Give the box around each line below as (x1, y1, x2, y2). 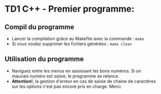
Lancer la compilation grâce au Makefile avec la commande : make (11, 36, 144, 41)
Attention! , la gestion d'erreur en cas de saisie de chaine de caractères (11, 78, 156, 84)
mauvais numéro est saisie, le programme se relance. (11, 73, 119, 79)
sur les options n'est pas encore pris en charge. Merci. (11, 83, 122, 89)
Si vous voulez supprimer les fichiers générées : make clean (11, 41, 132, 47)
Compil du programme (4, 23, 74, 31)
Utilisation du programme (4, 55, 84, 63)
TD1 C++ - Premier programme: (4, 3, 135, 15)
